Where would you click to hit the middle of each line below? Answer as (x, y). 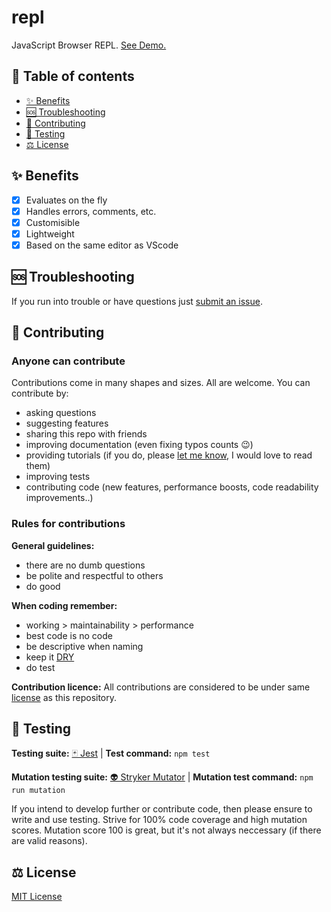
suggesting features (67, 423)
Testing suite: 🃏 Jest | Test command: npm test (111, 753)
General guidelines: (53, 545)
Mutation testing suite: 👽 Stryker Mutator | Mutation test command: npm (162, 777)
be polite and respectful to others (94, 575)
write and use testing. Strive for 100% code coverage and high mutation (159, 820)
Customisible (53, 222)
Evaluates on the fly (66, 200)
